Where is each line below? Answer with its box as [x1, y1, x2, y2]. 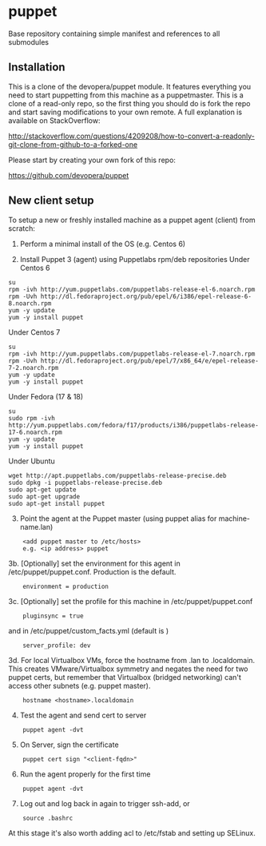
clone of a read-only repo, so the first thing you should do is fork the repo [8, 98, 251, 108]
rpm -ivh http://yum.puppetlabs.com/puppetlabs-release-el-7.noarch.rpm [8, 350, 256, 358]
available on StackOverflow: [8, 115, 101, 125]
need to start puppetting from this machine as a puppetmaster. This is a [8, 90, 244, 100]
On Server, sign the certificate [19, 740, 119, 749]
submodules [8, 37, 50, 46]
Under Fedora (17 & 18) [8, 391, 84, 401]
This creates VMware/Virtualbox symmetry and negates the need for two [8, 664, 249, 673]
